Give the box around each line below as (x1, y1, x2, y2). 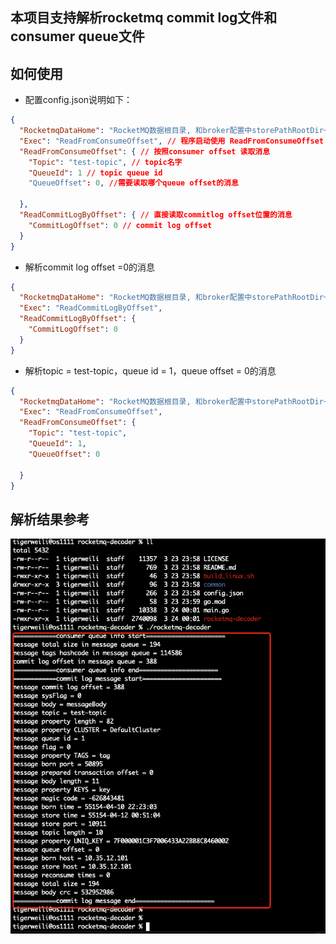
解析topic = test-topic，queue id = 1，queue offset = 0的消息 (24, 364, 277, 377)
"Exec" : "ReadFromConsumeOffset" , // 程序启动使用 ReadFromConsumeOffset (19, 136, 324, 146)
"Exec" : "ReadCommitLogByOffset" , (19, 303, 163, 313)
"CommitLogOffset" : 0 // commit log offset (28, 220, 213, 230)
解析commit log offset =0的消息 (24, 261, 155, 273)
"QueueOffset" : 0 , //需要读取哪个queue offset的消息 (28, 178, 239, 188)
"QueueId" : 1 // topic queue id (28, 168, 163, 178)
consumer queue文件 (10, 28, 145, 45)
